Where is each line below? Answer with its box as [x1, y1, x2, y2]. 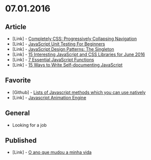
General [5, 109, 30, 118]
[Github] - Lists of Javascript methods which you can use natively [12, 89, 146, 95]
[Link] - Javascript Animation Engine [12, 94, 87, 100]
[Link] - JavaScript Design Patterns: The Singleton [12, 46, 115, 52]
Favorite [5, 76, 31, 84]
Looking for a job [12, 122, 47, 128]
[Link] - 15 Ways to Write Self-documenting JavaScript [12, 62, 123, 68]
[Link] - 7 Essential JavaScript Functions [12, 57, 94, 62]
